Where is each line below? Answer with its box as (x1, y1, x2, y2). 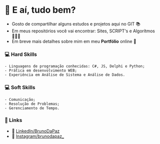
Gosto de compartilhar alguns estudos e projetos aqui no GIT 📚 (11, 21, 140, 26)
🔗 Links (4, 117, 23, 124)
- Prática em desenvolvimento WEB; (4, 68, 77, 73)
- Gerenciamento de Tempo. (4, 105, 60, 111)
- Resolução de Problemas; (4, 101, 60, 106)
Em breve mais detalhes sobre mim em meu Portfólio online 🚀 (11, 38, 137, 44)
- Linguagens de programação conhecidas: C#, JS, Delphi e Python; (4, 64, 145, 69)
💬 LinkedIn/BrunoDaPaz (11, 128, 60, 134)
